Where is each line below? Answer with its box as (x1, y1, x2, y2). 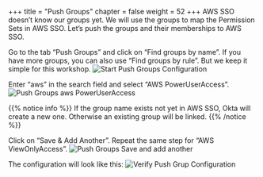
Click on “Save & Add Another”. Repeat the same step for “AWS (8, 136, 215, 145)
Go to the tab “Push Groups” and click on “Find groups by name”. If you (8, 48, 242, 56)
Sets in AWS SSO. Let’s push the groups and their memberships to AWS (8, 24, 242, 33)
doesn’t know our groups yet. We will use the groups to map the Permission (8, 15, 255, 25)
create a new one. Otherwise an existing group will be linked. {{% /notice (8, 112, 247, 121)
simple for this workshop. (8, 64, 91, 74)
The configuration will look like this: (8, 160, 124, 169)
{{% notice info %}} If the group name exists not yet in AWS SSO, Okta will (8, 103, 251, 113)
